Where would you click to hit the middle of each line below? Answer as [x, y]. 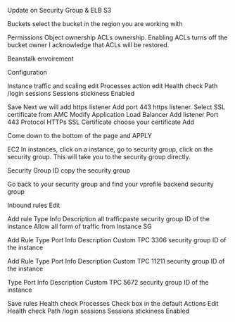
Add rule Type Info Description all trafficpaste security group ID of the [108, 219]
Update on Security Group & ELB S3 [59, 10]
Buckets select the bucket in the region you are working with [95, 24]
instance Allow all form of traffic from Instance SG [80, 226]
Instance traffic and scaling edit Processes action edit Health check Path [113, 86]
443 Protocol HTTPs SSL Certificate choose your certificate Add [101, 122]
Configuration [27, 72]
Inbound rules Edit [34, 205]
